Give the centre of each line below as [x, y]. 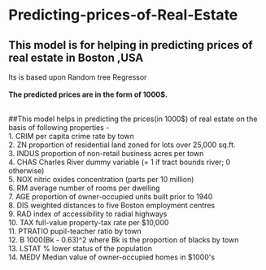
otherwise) [26, 171]
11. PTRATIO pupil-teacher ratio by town [75, 231]
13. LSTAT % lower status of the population [81, 248]
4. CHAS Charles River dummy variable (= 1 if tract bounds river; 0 [120, 162]
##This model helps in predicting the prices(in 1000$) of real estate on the [133, 119]
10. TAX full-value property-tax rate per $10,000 [89, 222]
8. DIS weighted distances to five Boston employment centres [112, 205]
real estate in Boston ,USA [76, 57]
